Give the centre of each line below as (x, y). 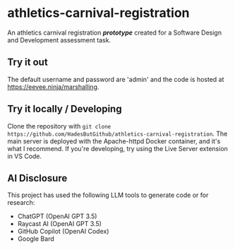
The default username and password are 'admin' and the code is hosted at (116, 79)
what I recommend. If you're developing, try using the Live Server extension (117, 148)
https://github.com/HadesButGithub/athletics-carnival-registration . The (117, 133)
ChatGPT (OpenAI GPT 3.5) (57, 216)
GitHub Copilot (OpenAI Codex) (63, 232)
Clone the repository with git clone (59, 126)
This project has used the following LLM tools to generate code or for (108, 195)
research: (21, 203)
